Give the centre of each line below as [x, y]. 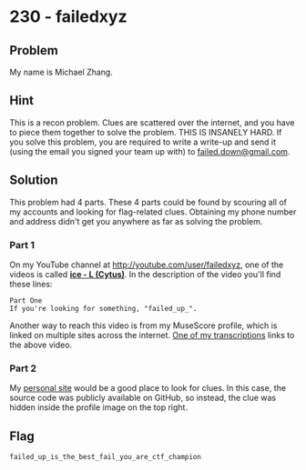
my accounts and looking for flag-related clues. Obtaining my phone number [153, 212]
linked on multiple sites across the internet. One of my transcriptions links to [152, 335]
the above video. [41, 345]
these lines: [31, 284]
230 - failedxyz [68, 17]
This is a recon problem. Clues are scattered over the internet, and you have [152, 122]
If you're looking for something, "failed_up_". [103, 308]
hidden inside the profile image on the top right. [99, 407]
